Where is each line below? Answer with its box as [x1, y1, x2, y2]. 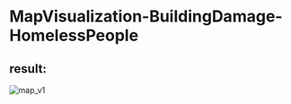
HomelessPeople [9, 25, 139, 46]
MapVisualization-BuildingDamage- [9, 6, 283, 27]
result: [9, 61, 48, 76]
